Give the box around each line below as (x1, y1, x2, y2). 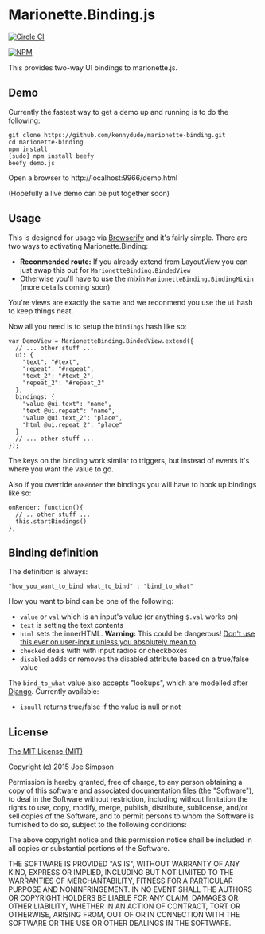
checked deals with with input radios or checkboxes (19, 646, 188, 656)
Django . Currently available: (8, 687, 99, 696)
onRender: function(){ (8, 503, 84, 511)
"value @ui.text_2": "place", (22, 413, 123, 422)
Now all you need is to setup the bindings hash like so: (8, 321, 187, 331)
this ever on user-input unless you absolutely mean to (19, 637, 197, 647)
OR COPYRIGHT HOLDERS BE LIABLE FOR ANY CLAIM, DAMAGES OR (8, 893, 239, 903)
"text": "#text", (22, 357, 80, 366)
